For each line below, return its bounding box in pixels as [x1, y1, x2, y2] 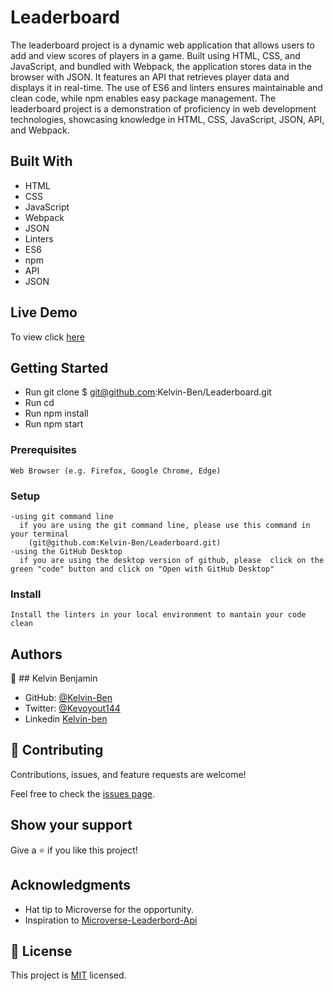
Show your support [10, 817, 133, 834]
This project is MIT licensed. [10, 969, 127, 981]
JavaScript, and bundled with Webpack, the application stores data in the [10, 60, 312, 72]
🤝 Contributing [10, 742, 104, 759]
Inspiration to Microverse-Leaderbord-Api [24, 914, 198, 926]
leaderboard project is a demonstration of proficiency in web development [10, 102, 317, 115]
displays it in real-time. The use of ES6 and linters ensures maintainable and [10, 81, 323, 93]
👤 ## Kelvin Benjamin [10, 672, 98, 685]
